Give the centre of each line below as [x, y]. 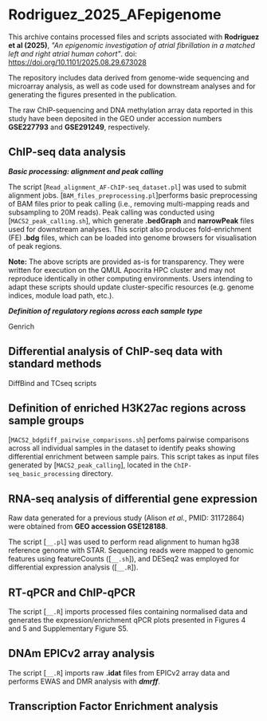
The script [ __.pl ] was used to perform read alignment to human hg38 [124, 542]
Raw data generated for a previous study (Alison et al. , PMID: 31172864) [126, 518]
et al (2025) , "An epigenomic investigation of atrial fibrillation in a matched [132, 45]
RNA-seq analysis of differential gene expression [133, 499]
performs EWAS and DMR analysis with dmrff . [84, 681]
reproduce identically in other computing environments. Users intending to [131, 278]
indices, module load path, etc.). [61, 295]
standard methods [55, 364]
